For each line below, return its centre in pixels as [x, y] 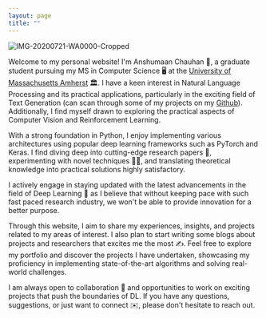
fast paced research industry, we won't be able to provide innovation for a [130, 202]
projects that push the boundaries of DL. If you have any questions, [119, 296]
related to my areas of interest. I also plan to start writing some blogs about [132, 234]
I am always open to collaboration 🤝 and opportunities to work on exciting [129, 287]
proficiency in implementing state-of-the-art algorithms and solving [119, 263]
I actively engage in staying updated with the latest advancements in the [127, 184]
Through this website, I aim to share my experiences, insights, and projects [132, 226]
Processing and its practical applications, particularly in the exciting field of [132, 94]
